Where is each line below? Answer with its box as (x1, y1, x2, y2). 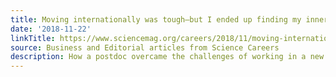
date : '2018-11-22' (10, 24, 92, 34)
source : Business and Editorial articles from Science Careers (10, 42, 280, 53)
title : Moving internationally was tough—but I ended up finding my (10, 14, 302, 25)
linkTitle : (10, 33, 56, 43)
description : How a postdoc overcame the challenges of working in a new (10, 52, 325, 62)
